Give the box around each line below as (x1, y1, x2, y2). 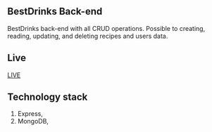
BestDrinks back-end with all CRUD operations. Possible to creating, (7, 24, 206, 32)
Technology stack (7, 91, 88, 103)
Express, (17, 110, 44, 118)
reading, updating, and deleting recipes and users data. (7, 32, 168, 40)
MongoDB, (17, 117, 49, 126)
